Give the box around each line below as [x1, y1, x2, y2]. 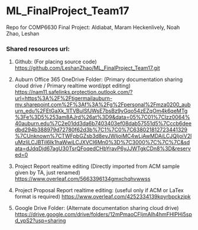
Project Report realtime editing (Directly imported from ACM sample [14, 163, 180, 170]
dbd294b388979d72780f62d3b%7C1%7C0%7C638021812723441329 [14, 126, 188, 134]
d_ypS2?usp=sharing [14, 217, 66, 224]
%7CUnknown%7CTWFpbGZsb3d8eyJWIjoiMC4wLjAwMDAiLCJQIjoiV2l [14, 132, 192, 140]
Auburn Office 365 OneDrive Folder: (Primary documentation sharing [14, 76, 183, 83]
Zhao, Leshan [6, 30, 40, 37]
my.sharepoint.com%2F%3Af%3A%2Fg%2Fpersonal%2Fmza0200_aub [14, 101, 191, 108]
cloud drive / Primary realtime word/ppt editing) [14, 82, 131, 89]
